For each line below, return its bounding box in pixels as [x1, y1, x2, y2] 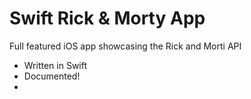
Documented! [23, 70, 81, 82]
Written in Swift [23, 59, 88, 71]
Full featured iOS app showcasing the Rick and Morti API [9, 40, 242, 52]
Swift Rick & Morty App [9, 7, 206, 30]
